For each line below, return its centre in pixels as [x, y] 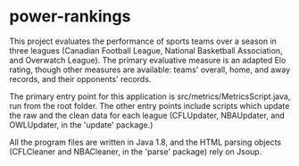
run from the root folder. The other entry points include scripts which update [149, 105]
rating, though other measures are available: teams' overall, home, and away [150, 70]
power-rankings [70, 17]
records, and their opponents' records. [80, 79]
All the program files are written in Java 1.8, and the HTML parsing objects [145, 142]
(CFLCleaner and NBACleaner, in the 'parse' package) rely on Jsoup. [136, 151]
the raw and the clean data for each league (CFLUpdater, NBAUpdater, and [147, 115]
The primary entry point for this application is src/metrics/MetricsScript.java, [150, 96]
